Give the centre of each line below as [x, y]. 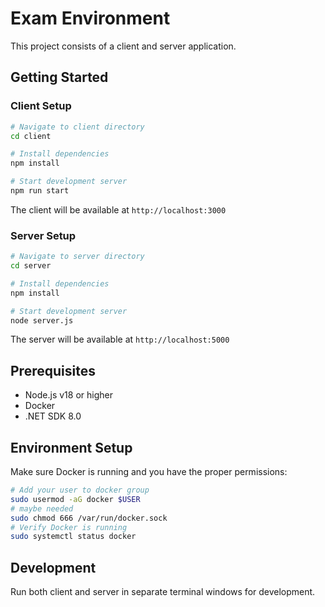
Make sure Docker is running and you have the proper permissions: [149, 472]
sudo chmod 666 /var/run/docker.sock [89, 518]
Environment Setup [71, 447]
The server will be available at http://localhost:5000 [120, 339]
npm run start [40, 191]
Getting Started [59, 77]
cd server [31, 266]
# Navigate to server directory [77, 257]
